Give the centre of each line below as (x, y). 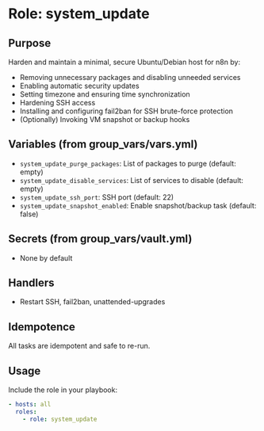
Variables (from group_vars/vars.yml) (103, 145)
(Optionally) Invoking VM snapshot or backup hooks (105, 119)
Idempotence (42, 327)
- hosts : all (30, 405)
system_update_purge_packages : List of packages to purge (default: (128, 163)
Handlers (31, 283)
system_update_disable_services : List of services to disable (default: (132, 180)
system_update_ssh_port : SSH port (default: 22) (97, 197)
